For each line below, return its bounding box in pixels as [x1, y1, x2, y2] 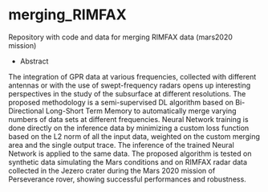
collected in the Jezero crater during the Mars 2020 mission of [8, 165, 216, 175]
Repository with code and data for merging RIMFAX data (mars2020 [8, 32, 233, 42]
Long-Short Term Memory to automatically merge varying [45, 106, 237, 116]
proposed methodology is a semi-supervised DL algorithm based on [8, 97, 234, 107]
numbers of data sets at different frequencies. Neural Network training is [8, 114, 249, 124]
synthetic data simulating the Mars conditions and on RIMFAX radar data [8, 157, 247, 166]
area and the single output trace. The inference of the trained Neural [8, 140, 234, 149]
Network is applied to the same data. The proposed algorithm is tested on [8, 149, 252, 158]
